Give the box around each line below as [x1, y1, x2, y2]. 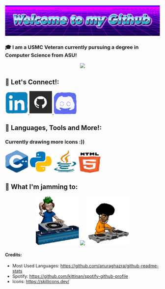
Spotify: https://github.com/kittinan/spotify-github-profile [12, 273, 129, 279]
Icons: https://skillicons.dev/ [12, 278, 70, 284]
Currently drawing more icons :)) [5, 139, 85, 145]
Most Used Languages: [12, 262, 60, 268]
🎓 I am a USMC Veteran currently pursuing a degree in [5, 44, 139, 51]
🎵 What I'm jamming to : [5, 183, 78, 191]
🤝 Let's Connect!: [5, 78, 59, 86]
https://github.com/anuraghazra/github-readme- [60, 262, 159, 268]
